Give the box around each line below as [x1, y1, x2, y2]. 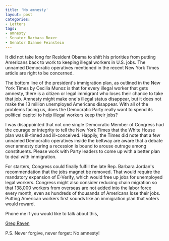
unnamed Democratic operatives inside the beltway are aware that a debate [5, 137, 163, 143]
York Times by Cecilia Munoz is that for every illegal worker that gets [5, 85, 148, 91]
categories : [5, 17, 30, 22]
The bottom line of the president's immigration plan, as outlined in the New [5, 79, 160, 86]
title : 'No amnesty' [5, 7, 49, 13]
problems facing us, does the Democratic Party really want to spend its [5, 106, 153, 112]
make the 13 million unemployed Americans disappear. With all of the [5, 101, 149, 107]
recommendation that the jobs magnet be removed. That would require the [5, 169, 160, 175]
